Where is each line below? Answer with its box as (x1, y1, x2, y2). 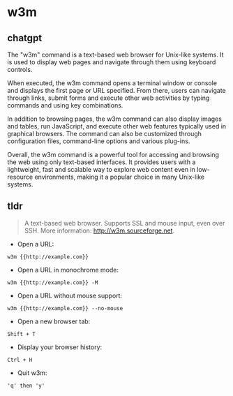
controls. (7, 66, 33, 73)
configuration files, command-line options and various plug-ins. (7, 137, 190, 145)
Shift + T (7, 330, 36, 337)
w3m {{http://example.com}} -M (7, 279, 98, 286)
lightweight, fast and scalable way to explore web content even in (7, 166, 195, 173)
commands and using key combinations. (7, 101, 123, 109)
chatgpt (7, 32, 43, 44)
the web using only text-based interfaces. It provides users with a (7, 158, 196, 166)
